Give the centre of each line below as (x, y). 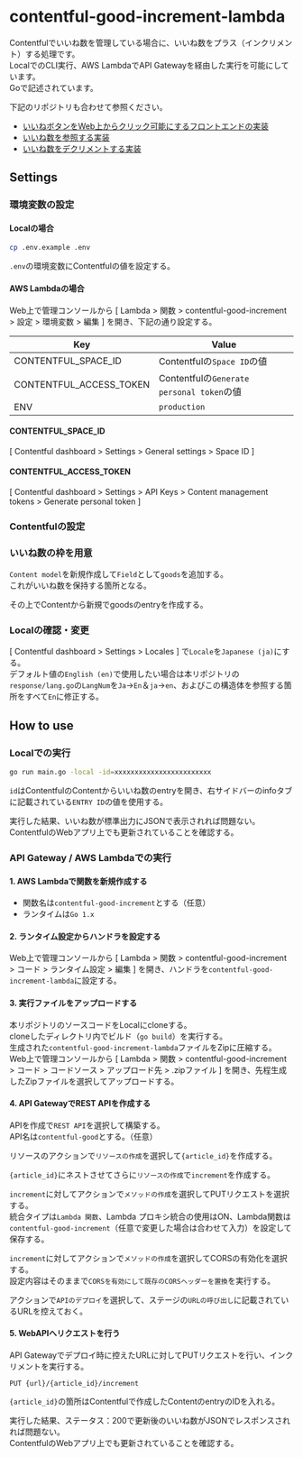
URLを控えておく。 (52, 1311)
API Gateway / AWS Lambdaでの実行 (91, 857)
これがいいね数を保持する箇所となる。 (80, 586)
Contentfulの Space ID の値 (213, 361)
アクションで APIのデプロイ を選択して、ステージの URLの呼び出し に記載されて (145, 1299)
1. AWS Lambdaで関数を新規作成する (78, 881)
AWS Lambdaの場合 (47, 288)
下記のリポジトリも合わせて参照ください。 (88, 106)
